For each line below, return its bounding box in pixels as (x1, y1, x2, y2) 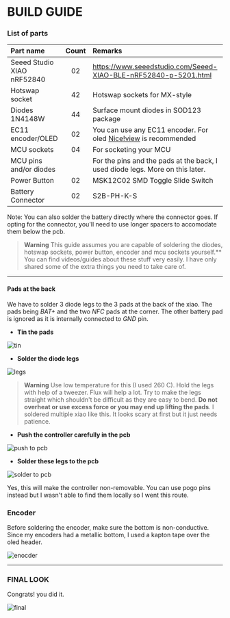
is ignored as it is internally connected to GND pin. (7, 314, 149, 322)
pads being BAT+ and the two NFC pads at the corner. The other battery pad (7, 307, 223, 316)
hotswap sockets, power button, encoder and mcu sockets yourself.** (23, 248, 222, 257)
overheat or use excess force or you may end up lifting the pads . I (23, 402, 214, 411)
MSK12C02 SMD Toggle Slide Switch (92, 176, 214, 185)
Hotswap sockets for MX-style (92, 90, 192, 100)
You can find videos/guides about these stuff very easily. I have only (23, 255, 217, 263)
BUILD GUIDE (7, 4, 84, 20)
